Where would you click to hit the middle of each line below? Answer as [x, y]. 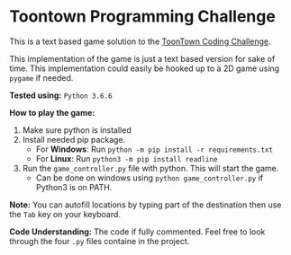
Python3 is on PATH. [74, 187]
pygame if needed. [41, 77]
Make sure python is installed [77, 130]
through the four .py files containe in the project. [100, 241]
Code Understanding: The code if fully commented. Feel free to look [137, 232]
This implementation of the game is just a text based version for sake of [142, 58]
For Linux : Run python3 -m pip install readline [127, 158]
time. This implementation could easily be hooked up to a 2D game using [145, 68]
